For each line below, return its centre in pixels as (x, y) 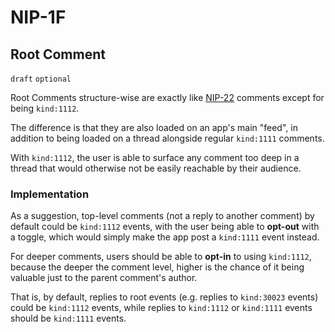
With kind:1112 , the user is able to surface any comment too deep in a (155, 157)
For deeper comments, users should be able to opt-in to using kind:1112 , (161, 257)
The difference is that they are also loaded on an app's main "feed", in (154, 127)
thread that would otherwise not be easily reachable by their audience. (156, 168)
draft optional (41, 79)
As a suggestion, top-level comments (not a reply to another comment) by (162, 216)
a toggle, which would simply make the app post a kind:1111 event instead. (165, 237)
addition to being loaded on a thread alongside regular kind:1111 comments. (167, 138)
